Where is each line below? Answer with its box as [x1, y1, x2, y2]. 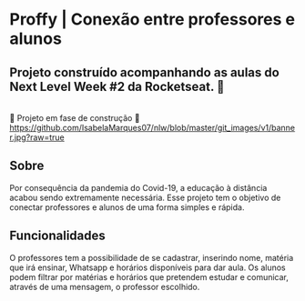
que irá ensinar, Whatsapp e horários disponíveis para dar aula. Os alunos [9, 262, 286, 273]
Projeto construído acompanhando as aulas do [9, 65, 280, 80]
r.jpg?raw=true [9, 132, 66, 143]
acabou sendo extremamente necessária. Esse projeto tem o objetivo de [9, 192, 281, 203]
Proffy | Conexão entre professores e [9, 9, 296, 30]
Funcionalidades [9, 228, 107, 244]
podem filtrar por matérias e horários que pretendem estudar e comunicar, [9, 271, 290, 282]
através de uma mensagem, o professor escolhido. [9, 281, 200, 292]
